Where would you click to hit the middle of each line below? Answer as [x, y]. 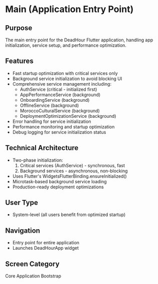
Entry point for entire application [46, 243]
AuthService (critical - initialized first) [58, 89]
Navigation [23, 230]
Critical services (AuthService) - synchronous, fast [72, 165]
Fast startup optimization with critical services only [65, 73]
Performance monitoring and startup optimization [63, 126]
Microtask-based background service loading [59, 181]
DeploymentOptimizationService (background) [68, 116]
